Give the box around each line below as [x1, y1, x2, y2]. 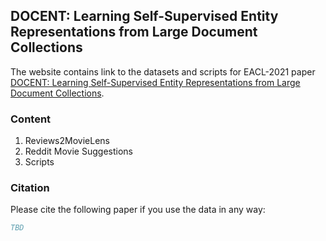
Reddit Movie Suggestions [24, 145, 133, 158]
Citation [10, 181, 50, 195]
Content [10, 112, 52, 126]
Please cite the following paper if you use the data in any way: [10, 204, 266, 216]
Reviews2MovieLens [24, 135, 110, 147]
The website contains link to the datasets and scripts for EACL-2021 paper [10, 65, 316, 78]
